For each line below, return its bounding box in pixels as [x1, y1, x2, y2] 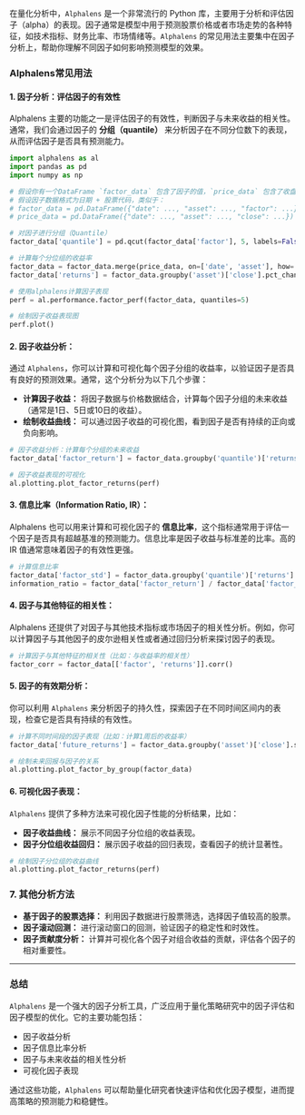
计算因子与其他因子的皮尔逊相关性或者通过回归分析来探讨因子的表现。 [16, 633, 280, 644]
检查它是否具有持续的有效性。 [25, 714, 137, 725]
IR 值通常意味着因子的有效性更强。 [9, 544, 139, 556]
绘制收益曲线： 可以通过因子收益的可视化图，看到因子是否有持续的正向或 [22, 416, 296, 427]
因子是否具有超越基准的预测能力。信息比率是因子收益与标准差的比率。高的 [16, 533, 296, 544]
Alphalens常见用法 [9, 66, 93, 79]
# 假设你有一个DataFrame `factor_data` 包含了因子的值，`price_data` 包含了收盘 [9, 187, 297, 196]
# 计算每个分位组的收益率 [9, 253, 93, 262]
